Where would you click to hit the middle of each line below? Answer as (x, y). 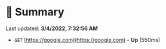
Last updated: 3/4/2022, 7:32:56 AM (52, 28)
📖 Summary (35, 12)
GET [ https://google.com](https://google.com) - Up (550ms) (87, 40)
